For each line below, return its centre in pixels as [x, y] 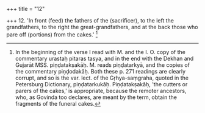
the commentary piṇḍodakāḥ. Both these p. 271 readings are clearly [100, 71]
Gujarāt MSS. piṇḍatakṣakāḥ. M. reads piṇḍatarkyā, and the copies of [103, 65]
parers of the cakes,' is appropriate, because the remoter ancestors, [101, 91]
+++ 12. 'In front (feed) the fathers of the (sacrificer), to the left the [90, 20]
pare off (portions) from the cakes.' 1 [52, 34]
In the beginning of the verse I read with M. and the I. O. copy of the [100, 52]
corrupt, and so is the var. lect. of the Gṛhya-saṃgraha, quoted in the [102, 78]
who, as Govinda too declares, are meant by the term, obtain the [96, 97]
